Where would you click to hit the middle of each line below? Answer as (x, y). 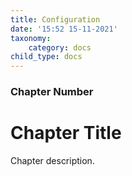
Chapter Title (66, 133)
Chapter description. (52, 160)
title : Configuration (55, 19)
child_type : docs (46, 57)
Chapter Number (52, 92)
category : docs (60, 47)
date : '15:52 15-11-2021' (64, 29)
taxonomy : (31, 38)
